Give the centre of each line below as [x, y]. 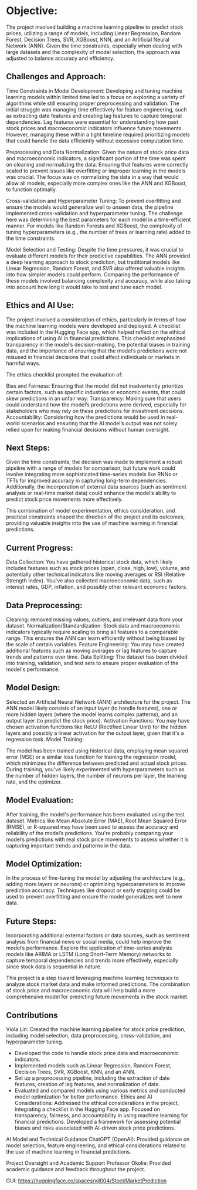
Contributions [32, 1015]
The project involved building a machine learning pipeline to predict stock [95, 27]
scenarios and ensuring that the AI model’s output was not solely [99, 423]
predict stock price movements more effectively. [64, 499]
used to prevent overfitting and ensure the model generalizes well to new [94, 897]
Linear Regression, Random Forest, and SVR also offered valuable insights [96, 268]
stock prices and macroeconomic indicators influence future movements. [94, 128]
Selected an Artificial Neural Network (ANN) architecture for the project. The [98, 701]
